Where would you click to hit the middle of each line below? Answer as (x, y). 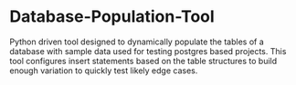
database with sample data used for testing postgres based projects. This (148, 51)
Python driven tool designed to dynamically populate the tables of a (137, 42)
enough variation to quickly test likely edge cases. (104, 71)
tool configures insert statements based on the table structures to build (143, 61)
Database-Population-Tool (112, 17)
